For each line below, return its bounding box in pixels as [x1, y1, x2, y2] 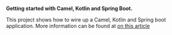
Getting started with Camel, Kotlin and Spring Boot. [6, 5, 133, 12]
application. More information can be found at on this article [6, 23, 150, 29]
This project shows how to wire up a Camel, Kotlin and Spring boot [6, 16, 166, 23]
